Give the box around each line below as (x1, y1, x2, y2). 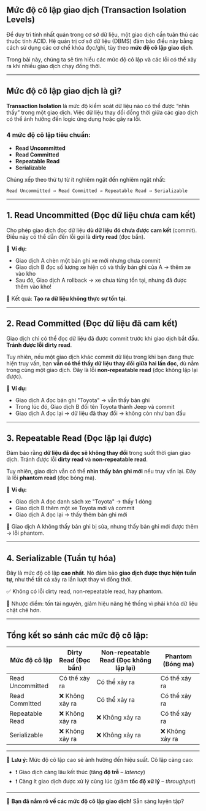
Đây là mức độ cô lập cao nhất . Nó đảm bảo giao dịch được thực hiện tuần (6, 569, 197, 576)
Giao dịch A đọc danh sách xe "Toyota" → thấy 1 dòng (15, 498, 152, 505)
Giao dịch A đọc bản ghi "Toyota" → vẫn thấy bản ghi (15, 396, 150, 404)
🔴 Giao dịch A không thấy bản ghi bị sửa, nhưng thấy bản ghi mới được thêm (6, 523, 199, 530)
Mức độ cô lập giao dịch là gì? (6, 86, 122, 96)
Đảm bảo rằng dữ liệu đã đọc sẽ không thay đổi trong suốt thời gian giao (6, 449, 191, 457)
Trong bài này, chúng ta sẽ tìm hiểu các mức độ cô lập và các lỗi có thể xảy (6, 55, 197, 63)
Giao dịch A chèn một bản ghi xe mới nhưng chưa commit (15, 257, 161, 264)
